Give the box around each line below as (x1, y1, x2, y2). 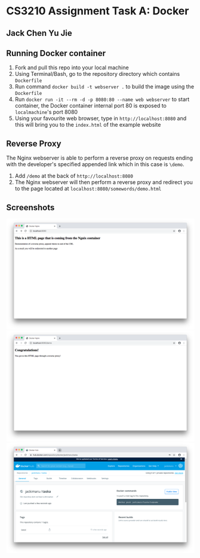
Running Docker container (6, 48, 106, 58)
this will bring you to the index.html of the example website (14, 121, 161, 128)
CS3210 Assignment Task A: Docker (6, 4, 189, 18)
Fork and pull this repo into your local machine (14, 64, 130, 71)
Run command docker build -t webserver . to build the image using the (14, 83, 195, 90)
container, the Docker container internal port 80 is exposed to (14, 102, 167, 109)
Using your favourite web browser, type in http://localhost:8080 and (14, 115, 187, 122)
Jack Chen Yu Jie (6, 28, 73, 38)
